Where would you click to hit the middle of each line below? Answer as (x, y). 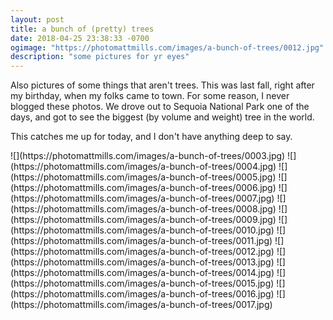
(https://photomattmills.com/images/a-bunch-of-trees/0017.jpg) (141, 305)
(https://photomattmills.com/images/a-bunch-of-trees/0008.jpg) (143, 209)
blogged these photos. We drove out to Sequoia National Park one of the (160, 107)
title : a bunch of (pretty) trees (82, 29)
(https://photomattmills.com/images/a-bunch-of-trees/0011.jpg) (141, 241)
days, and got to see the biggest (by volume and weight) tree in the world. (162, 117)
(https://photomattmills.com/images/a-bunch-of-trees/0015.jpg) (142, 283)
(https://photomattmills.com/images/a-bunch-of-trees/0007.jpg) (142, 198)
